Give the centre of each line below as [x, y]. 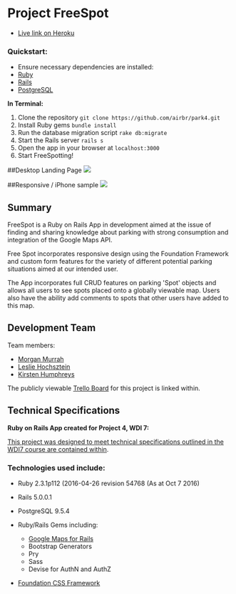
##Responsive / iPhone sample [53, 185]
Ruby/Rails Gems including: [58, 525]
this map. [21, 306]
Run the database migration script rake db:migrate [92, 133]
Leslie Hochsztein [44, 367]
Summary [30, 208]
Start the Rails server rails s [61, 140]
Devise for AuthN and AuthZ [70, 569]
